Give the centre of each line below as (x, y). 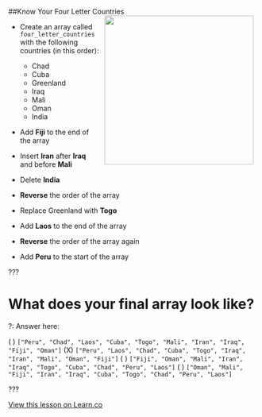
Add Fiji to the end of (54, 132)
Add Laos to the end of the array (73, 226)
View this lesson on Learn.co (56, 404)
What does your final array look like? (131, 304)
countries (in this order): (59, 50)
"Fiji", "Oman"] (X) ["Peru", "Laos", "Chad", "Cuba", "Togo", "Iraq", (127, 349)
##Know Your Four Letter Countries (66, 12)
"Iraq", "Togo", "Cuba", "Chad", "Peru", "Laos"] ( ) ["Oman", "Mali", (126, 367)
